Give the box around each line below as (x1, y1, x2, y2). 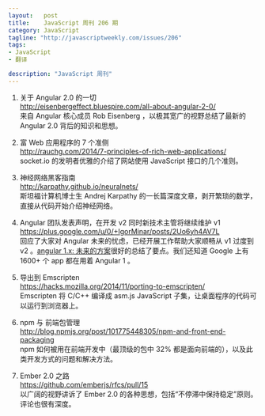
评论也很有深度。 (19, 399, 76, 408)
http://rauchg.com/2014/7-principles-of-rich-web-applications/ (19, 146, 227, 156)
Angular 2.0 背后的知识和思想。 (19, 120, 123, 130)
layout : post (8, 11, 59, 20)
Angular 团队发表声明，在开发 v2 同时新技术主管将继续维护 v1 (19, 217, 221, 227)
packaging (19, 335, 55, 344)
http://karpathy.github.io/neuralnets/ (19, 181, 138, 191)
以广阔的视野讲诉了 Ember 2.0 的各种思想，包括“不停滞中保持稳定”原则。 (19, 389, 258, 399)
